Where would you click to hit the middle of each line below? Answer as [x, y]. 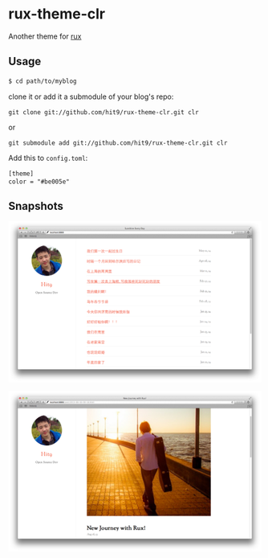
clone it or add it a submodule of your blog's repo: [91, 96]
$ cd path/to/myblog [43, 81]
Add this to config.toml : [48, 158]
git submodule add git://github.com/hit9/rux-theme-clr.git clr [118, 143]
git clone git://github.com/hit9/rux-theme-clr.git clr [104, 112]
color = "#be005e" [39, 182]
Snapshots [36, 206]
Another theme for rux [45, 36]
